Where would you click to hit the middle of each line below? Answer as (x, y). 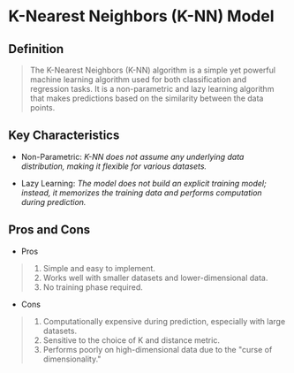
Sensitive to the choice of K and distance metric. (131, 340)
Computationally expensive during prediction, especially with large (164, 321)
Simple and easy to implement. (99, 268)
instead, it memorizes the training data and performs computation (141, 193)
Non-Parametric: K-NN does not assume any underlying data (132, 156)
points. (42, 107)
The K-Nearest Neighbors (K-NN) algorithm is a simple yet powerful (152, 70)
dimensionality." (72, 359)
